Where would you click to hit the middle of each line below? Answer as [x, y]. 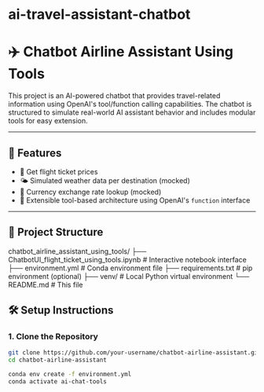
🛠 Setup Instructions [61, 311]
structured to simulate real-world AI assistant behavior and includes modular [132, 112]
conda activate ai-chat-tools [58, 382]
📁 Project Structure [56, 232]
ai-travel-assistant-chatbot [99, 15]
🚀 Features [35, 153]
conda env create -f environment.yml [70, 375]
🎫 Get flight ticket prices [59, 171]
